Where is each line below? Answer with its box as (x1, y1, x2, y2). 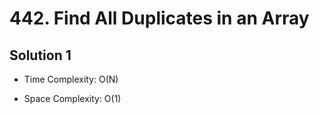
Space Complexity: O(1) (23, 93, 122, 104)
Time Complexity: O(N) (23, 73, 119, 85)
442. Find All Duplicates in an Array (9, 7, 310, 30)
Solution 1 (9, 47, 72, 64)
